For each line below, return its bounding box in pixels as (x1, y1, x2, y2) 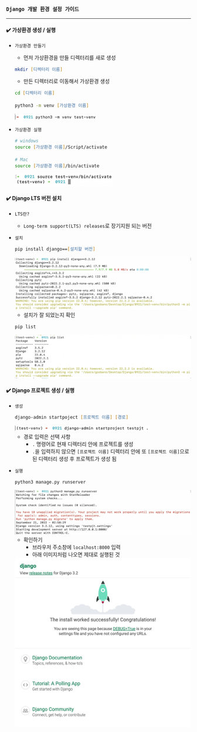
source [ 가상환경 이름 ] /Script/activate (14, 144, 107, 150)
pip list (14, 323, 36, 330)
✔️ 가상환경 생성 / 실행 (6, 26, 56, 34)
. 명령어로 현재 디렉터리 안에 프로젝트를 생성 (32, 440, 134, 448)
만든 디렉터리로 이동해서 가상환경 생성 (23, 78, 110, 85)
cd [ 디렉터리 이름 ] (14, 90, 55, 96)
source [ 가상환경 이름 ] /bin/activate (14, 163, 100, 169)
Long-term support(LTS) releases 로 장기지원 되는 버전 (23, 222, 152, 229)
